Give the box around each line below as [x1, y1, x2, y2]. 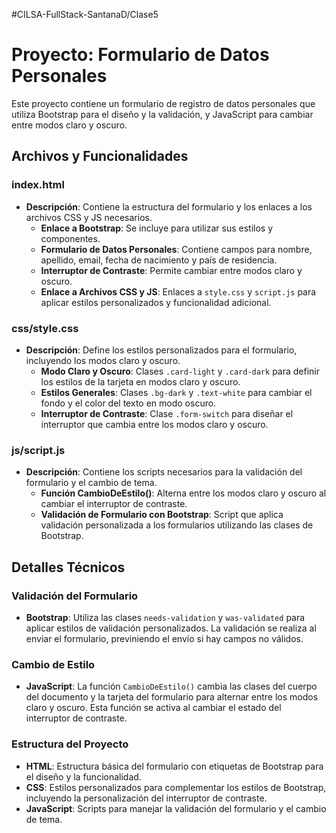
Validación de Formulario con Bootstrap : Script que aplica [40, 509, 284, 521]
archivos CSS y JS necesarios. [25, 211, 153, 223]
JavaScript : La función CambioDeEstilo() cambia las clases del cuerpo [25, 680, 318, 693]
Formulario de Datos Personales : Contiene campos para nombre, [40, 243, 313, 255]
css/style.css [11, 321, 79, 335]
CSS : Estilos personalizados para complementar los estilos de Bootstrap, [25, 781, 327, 793]
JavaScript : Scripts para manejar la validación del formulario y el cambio [25, 802, 327, 814]
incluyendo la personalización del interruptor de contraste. [25, 792, 268, 804]
